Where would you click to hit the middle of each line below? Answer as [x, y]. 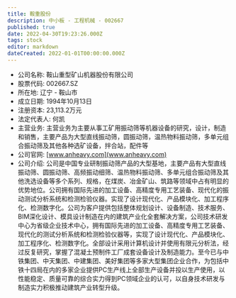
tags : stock [25, 40]
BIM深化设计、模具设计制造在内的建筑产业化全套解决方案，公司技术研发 [123, 216]
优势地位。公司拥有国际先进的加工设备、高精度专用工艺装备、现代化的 [120, 189]
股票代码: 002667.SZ [48, 83]
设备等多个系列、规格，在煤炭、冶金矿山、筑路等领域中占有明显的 [133, 181]
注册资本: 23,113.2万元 [50, 110]
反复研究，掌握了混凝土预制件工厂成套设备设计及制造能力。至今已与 [123, 252]
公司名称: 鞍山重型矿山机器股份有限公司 [75, 74]
